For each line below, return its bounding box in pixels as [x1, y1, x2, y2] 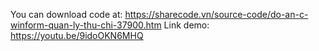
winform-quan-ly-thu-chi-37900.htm [10, 19, 162, 31]
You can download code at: [10, 9, 123, 20]
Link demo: [163, 19, 210, 31]
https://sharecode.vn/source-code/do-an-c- [124, 9, 309, 20]
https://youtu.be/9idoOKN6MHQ [10, 30, 144, 41]
